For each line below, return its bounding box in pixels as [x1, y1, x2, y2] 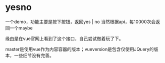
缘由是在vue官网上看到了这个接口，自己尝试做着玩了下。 [5, 35, 124, 41]
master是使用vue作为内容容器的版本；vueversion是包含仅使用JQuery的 [5, 46, 154, 52]
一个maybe [9, 24, 33, 31]
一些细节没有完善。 [14, 52, 54, 58]
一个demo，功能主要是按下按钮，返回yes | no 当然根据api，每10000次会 [5, 18, 156, 24]
